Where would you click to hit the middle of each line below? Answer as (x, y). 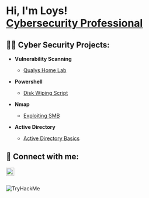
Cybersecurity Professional (74, 23)
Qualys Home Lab (45, 70)
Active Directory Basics (51, 138)
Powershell (28, 81)
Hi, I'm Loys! (37, 11)
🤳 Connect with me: (42, 157)
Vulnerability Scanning (43, 59)
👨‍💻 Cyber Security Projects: (58, 45)
